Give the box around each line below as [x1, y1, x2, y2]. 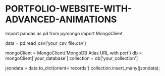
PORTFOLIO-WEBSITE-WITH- [5, 3, 132, 15]
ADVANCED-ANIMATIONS [5, 14, 117, 25]
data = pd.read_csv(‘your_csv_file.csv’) [5, 40, 87, 46]
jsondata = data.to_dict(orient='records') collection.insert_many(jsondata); [5, 65, 160, 71]
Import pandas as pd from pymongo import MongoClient [5, 30, 123, 36]
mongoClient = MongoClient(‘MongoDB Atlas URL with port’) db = [5, 50, 142, 56]
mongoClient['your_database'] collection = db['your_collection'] [5, 55, 138, 61]
